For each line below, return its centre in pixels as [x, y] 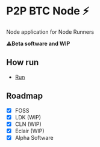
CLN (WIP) [28, 124]
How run [23, 62]
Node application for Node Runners [50, 32]
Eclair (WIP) [30, 131]
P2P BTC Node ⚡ [48, 11]
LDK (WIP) [28, 117]
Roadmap [25, 96]
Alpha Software [34, 137]
